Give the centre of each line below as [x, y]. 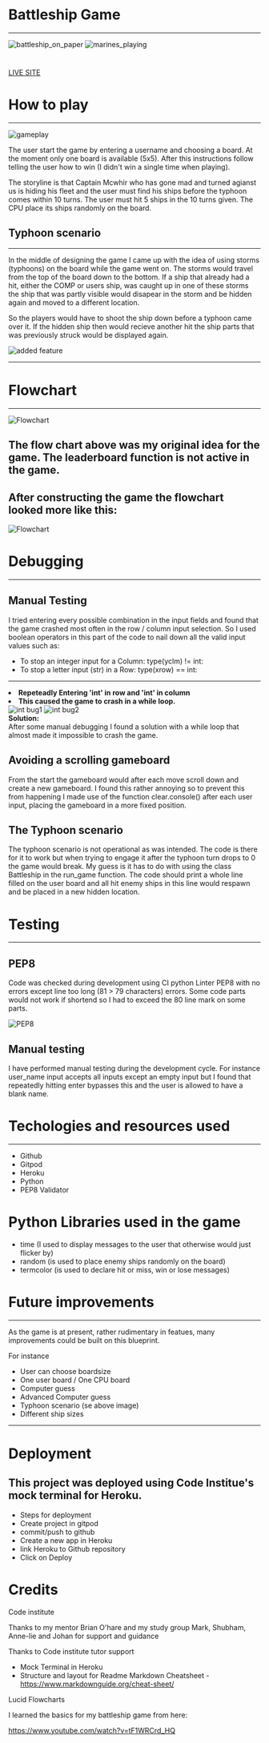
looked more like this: [63, 510]
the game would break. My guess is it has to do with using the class [120, 867]
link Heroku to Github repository [72, 1549]
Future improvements [81, 1302]
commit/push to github [57, 1532]
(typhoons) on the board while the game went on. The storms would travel [131, 268]
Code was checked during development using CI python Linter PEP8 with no [134, 983]
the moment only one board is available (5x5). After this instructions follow [131, 158]
